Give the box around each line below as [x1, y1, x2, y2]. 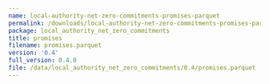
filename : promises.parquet [8, 42, 102, 50]
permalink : [8, 19, 45, 27]
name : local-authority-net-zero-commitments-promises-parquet [8, 11, 220, 20]
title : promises [8, 34, 62, 42]
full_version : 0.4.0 [8, 57, 78, 65]
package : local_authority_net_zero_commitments [8, 26, 171, 34]
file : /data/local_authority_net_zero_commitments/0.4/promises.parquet [8, 64, 256, 72]
